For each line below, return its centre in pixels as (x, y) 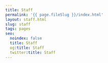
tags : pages (18, 29)
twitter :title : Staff (33, 52)
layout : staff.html (26, 19)
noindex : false (26, 39)
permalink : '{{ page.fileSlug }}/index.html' (54, 15)
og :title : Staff (27, 48)
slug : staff (18, 24)
